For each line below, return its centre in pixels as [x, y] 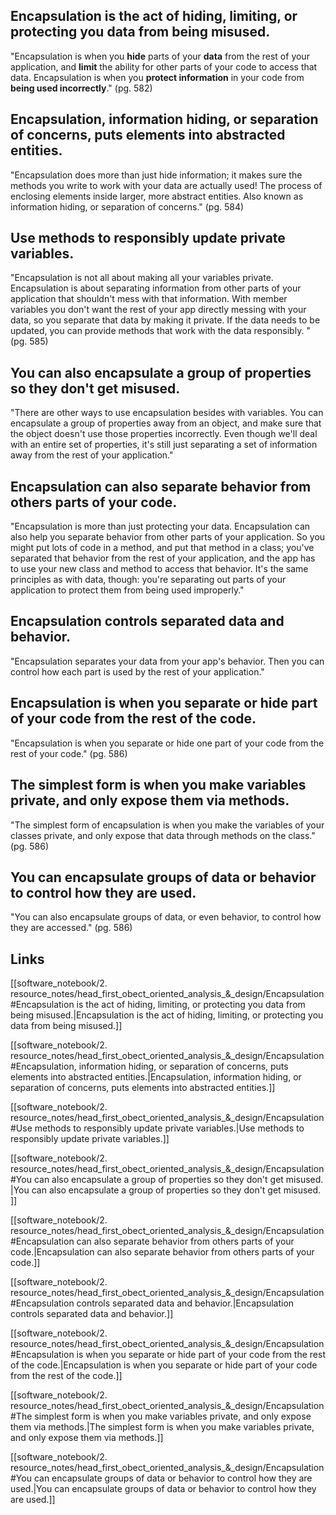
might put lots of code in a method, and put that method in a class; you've [162, 548]
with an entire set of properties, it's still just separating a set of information [164, 445]
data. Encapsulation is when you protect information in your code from [157, 77]
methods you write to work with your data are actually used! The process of [166, 185]
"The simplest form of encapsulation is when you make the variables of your [167, 825]
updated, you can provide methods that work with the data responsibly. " [160, 331]
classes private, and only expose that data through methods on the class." [163, 835]
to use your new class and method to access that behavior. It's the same [159, 569]
